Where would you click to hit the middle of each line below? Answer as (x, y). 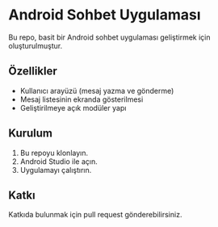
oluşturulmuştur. (36, 45)
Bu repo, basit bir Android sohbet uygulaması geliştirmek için (110, 37)
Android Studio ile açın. (59, 161)
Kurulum (31, 134)
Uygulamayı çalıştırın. (56, 170)
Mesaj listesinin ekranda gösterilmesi (82, 99)
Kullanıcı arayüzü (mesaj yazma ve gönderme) (97, 90)
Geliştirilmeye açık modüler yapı (73, 107)
